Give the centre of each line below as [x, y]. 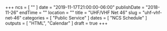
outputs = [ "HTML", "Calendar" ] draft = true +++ [56, 23]
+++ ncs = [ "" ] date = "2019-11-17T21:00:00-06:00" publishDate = [75, 7]
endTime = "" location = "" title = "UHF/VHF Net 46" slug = [80, 12]
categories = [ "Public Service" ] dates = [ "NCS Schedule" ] [85, 18]
